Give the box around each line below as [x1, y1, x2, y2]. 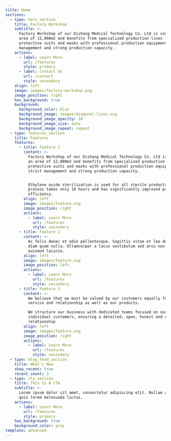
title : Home [5, 7, 31, 13]
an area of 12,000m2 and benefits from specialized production [27, 159, 165, 164]
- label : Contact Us [18, 69, 63, 74]
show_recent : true [14, 366, 53, 372]
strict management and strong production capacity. [27, 169, 140, 174]
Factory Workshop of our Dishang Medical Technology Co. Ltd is [18, 31, 158, 36]
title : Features [14, 135, 49, 141]
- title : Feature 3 [18, 286, 60, 291]
